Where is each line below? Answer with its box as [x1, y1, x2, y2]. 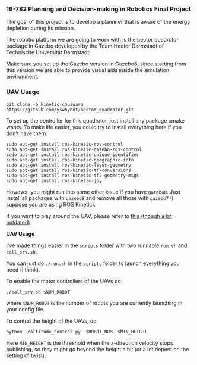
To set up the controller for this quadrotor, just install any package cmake [6, 117, 185, 124]
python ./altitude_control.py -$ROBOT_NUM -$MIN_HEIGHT [6, 329, 147, 335]
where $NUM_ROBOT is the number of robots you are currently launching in [6, 300, 183, 307]
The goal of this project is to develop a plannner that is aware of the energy [6, 18, 190, 26]
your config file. [6, 305, 45, 313]
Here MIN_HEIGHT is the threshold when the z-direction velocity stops [6, 339, 173, 347]
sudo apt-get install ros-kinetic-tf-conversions [6, 167, 132, 173]
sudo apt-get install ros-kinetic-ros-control [6, 141, 123, 147]
